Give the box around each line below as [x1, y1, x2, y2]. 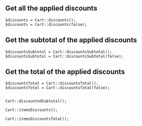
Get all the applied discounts [5, 4, 97, 13]
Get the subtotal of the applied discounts [5, 36, 137, 45]
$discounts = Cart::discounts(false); [5, 22, 87, 27]
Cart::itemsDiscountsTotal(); [5, 116, 69, 121]
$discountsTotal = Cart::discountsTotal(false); [5, 85, 110, 90]
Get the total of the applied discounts [5, 68, 125, 76]
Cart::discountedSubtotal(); [5, 99, 67, 104]
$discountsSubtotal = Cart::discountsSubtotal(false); [5, 53, 124, 59]
